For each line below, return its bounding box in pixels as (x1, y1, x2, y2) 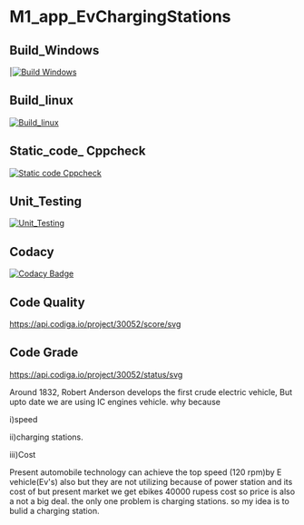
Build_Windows (9, 43, 100, 58)
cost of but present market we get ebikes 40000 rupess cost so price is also (9, 486, 296, 497)
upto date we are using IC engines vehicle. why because (9, 396, 221, 407)
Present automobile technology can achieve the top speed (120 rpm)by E (9, 466, 282, 478)
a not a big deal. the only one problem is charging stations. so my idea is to (9, 495, 290, 506)
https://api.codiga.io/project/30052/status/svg (9, 369, 183, 380)
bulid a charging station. (9, 505, 100, 516)
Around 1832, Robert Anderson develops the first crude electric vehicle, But (9, 386, 293, 397)
